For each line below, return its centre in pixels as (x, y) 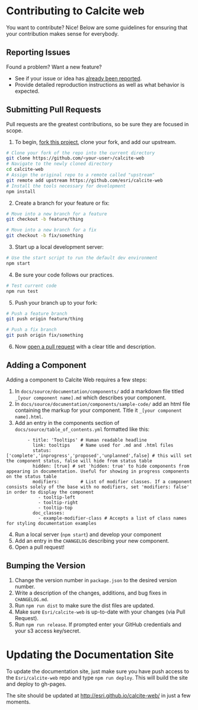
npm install (21, 192)
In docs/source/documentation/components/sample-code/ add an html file (103, 404)
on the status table (32, 476)
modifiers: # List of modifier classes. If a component (112, 481)
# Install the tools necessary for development (66, 186)
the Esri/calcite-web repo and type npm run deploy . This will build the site (97, 677)
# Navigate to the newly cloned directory (59, 164)
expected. (27, 91)
